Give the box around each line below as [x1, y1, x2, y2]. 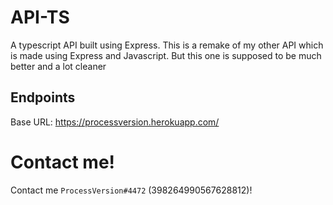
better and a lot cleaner [10, 60, 107, 72]
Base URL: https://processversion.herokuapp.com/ [10, 116, 220, 128]
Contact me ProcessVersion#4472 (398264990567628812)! [10, 184, 253, 196]
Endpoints [10, 89, 76, 106]
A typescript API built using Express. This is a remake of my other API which [10, 39, 324, 51]
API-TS [10, 6, 70, 29]
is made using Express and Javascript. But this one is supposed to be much [10, 49, 322, 61]
